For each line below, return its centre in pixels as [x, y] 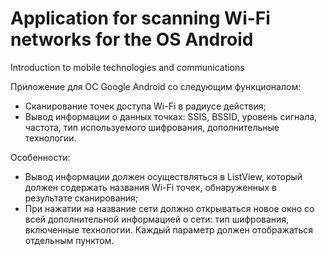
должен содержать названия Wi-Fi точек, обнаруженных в [150, 187]
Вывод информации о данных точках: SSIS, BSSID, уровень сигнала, [171, 116]
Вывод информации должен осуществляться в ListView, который [163, 176]
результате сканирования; [81, 198]
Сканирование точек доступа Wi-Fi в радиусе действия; [145, 106]
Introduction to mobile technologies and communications [127, 67]
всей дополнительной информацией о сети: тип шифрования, [157, 219]
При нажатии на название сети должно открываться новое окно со [169, 208]
